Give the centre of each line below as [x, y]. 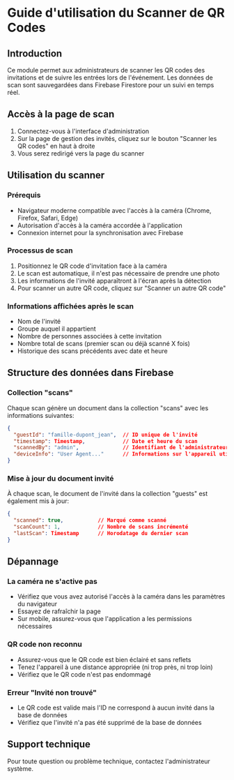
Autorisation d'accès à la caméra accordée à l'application [100, 225]
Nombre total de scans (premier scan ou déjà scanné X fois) [103, 344]
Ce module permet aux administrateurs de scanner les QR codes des [106, 70]
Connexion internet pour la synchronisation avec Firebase [100, 232]
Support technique [49, 744]
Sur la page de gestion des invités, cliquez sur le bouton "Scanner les [117, 138]
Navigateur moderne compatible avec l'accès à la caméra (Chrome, [114, 210]
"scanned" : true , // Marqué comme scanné [90, 520]
